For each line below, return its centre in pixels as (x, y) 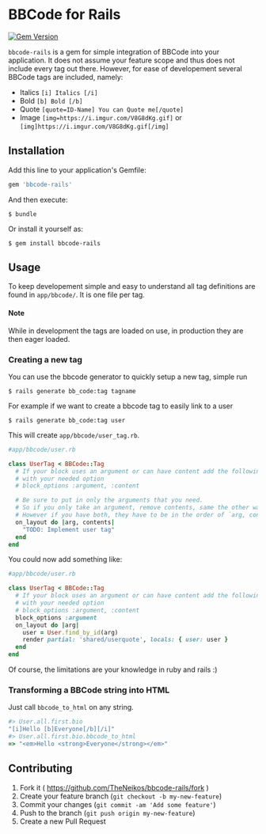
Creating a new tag (46, 359)
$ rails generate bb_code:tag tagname (72, 391)
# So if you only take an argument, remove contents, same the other (132, 508)
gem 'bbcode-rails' (40, 184)
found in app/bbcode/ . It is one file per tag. (76, 295)
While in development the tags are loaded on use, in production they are (126, 331)
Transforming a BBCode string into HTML (89, 690)
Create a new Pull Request (63, 821)
